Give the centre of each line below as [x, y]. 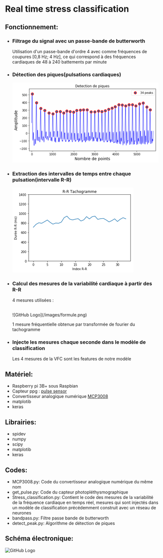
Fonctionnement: [32, 27]
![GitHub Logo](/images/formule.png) [49, 315]
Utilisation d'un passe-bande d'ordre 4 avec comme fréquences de [80, 51]
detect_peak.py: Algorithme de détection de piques [63, 523]
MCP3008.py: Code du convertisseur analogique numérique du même [82, 481]
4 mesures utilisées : [33, 300]
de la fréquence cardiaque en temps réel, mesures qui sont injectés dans [85, 502]
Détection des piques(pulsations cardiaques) [67, 74]
